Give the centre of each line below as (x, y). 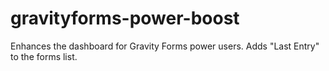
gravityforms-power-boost (125, 18)
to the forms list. (44, 56)
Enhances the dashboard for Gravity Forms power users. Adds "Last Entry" (165, 46)
